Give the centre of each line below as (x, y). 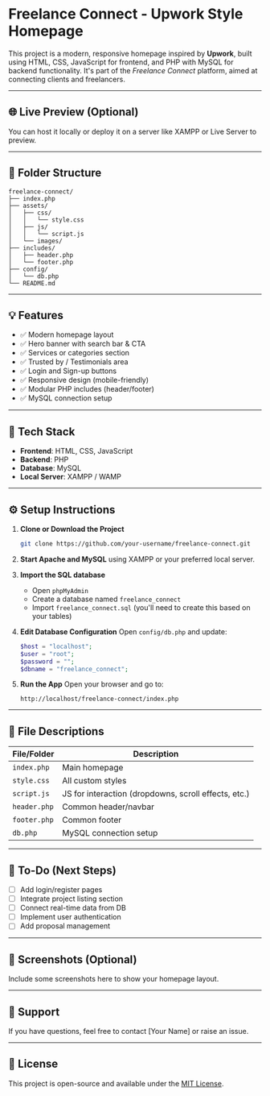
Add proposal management (65, 926)
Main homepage (93, 768)
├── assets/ (28, 205)
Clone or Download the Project (72, 529)
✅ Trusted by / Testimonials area (74, 362)
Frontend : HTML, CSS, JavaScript (76, 451)
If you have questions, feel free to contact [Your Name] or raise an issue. (129, 1031)
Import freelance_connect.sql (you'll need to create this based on (141, 607)
